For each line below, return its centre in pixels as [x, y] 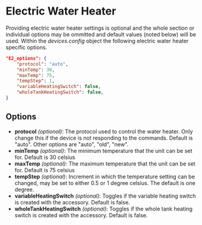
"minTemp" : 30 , [36, 70]
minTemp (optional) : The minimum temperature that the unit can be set [103, 150]
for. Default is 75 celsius [45, 170]
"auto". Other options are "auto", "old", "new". [71, 144]
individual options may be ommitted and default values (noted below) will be [101, 34]
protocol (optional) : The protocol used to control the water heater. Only [104, 131]
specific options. [27, 47]
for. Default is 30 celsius [45, 157]
